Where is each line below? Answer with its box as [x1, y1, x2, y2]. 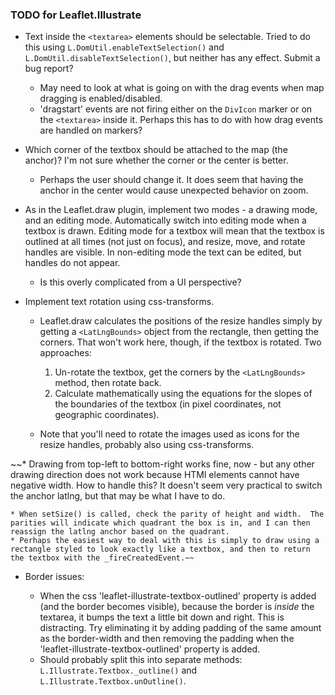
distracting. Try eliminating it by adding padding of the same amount [39, 622, 322, 634]
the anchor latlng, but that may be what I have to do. [10, 490, 226, 502]
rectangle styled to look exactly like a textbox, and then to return [10, 544, 311, 555]
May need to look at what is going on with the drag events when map [39, 82, 325, 94]
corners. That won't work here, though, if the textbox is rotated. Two [39, 336, 322, 348]
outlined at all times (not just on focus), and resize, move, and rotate [24, 236, 306, 248]
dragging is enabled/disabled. [39, 93, 163, 105]
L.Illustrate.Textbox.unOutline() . [39, 675, 187, 687]
